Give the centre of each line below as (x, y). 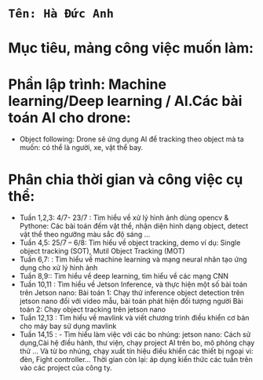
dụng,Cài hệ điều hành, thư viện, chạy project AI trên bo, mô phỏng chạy (137, 343)
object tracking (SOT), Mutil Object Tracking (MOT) (102, 251)
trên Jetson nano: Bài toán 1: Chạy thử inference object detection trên (132, 293)
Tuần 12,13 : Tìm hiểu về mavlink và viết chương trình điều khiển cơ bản (134, 318)
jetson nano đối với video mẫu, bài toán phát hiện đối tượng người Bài (131, 301)
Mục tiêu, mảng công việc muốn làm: (131, 48)
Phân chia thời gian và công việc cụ (126, 179)
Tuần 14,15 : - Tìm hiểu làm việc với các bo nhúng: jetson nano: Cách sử (135, 334)
